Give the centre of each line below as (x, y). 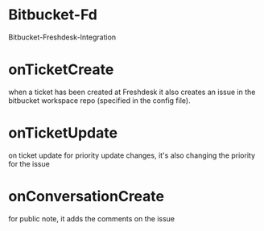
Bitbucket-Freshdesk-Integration (62, 37)
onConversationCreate (87, 196)
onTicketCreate (61, 70)
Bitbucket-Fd (53, 15)
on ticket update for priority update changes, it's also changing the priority (132, 155)
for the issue (29, 163)
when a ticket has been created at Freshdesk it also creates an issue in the (132, 92)
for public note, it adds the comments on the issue (92, 218)
